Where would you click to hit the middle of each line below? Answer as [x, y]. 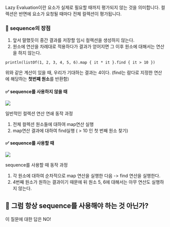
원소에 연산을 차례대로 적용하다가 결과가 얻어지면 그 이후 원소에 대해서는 [84, 47]
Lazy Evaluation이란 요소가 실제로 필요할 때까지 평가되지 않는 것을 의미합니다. [82, 7]
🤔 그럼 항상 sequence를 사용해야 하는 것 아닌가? [77, 206]
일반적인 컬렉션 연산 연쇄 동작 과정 [39, 113]
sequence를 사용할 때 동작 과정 [37, 165]
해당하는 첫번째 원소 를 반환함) [40, 79]
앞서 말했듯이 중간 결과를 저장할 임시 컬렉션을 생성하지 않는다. [74, 40]
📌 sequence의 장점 [28, 28]
